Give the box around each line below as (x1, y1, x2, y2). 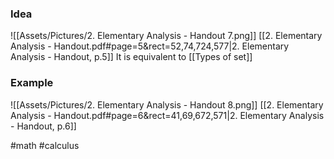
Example (10, 76, 54, 90)
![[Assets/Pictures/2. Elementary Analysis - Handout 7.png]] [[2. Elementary (10, 30, 323, 42)
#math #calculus (10, 139, 80, 151)
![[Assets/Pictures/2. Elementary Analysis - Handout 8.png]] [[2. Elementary (10, 98, 324, 111)
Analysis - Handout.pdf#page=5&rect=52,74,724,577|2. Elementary (10, 40, 290, 52)
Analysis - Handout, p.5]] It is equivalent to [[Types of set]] (10, 51, 253, 63)
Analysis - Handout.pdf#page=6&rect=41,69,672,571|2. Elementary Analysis (10, 109, 325, 121)
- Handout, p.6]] (10, 120, 77, 132)
